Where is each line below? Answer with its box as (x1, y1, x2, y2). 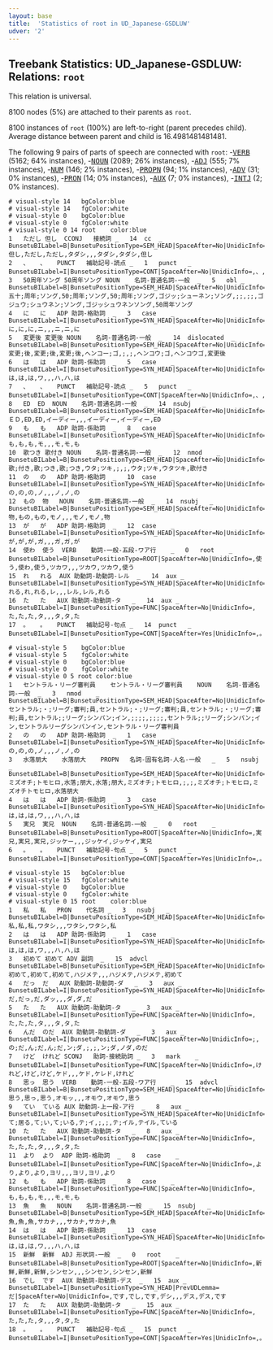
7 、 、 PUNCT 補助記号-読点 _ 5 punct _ (8, 383, 192, 391)
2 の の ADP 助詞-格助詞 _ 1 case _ (8, 731, 175, 740)
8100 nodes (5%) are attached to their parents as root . (8, 107, 192, 117)
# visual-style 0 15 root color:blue (8, 898, 148, 906)
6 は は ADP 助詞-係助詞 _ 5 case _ (8, 359, 175, 367)
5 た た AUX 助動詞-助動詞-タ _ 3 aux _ (8, 1004, 180, 1012)
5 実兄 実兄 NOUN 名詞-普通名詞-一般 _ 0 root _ (8, 821, 216, 829)
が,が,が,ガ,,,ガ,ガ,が (8, 538, 80, 546)
